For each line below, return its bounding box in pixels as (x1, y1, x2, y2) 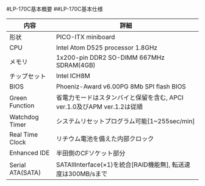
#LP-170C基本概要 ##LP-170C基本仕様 (6, 5, 103, 12)
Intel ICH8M (56, 72, 90, 80)
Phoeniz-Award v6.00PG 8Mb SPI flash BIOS (56, 82, 186, 90)
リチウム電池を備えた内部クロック (56, 135, 154, 143)
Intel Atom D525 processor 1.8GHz (56, 43, 157, 52)
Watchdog (9, 113, 39, 121)
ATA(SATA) (9, 168, 41, 177)
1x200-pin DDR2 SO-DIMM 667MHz (56, 54, 165, 62)
